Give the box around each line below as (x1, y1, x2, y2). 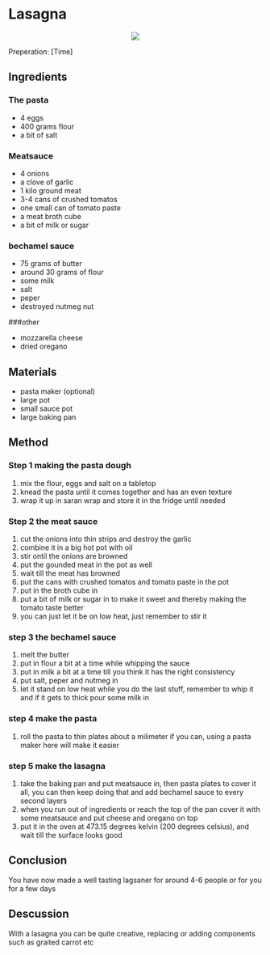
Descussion (8, 907, 70, 921)
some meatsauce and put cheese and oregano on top (19, 813, 198, 822)
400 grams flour (19, 121, 75, 131)
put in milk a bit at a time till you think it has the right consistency (19, 667, 235, 677)
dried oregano (19, 341, 68, 352)
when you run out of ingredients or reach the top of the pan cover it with (19, 804, 260, 813)
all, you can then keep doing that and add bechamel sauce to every (19, 787, 244, 797)
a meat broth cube (19, 211, 82, 221)
